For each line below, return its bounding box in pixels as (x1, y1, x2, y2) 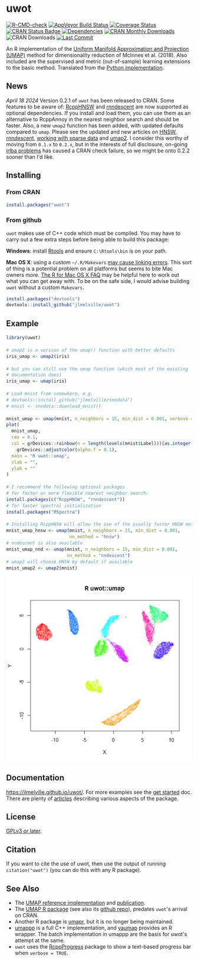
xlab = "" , (11, 459, 38, 465)
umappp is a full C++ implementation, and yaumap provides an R (14, 924, 173, 931)
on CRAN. (14, 911, 39, 919)
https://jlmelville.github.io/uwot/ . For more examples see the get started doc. (6, 788, 192, 795)
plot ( (6, 422, 19, 428)
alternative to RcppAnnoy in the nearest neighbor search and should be (6, 116, 180, 123)
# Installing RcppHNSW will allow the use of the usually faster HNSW (6, 522, 183, 527)
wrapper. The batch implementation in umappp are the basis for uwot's (14, 930, 187, 937)
